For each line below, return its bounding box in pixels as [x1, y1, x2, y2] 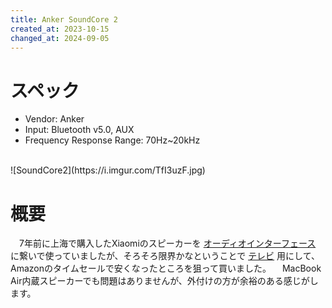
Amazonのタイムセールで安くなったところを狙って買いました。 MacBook [10, 262, 322, 275]
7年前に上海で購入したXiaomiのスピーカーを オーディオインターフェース [18, 237, 317, 250]
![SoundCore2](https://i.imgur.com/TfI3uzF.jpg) [10, 164, 206, 176]
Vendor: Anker [24, 113, 85, 125]
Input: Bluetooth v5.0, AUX [24, 124, 135, 136]
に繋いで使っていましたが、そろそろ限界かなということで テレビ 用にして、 [10, 250, 320, 262]
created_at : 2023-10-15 [10, 24, 110, 34]
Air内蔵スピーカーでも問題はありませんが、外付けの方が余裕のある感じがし [10, 275, 319, 287]
